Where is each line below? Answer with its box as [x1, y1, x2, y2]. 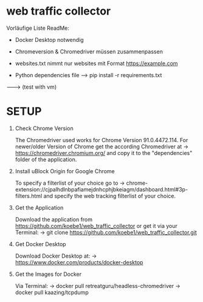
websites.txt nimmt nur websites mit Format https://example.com [15, 60, 178, 67]
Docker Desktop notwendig [15, 36, 84, 43]
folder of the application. [15, 156, 77, 163]
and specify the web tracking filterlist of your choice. [43, 192, 176, 199]
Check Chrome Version [15, 125, 74, 132]
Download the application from [15, 216, 93, 223]
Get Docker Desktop [15, 240, 66, 247]
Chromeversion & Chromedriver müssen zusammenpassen [15, 47, 163, 55]
